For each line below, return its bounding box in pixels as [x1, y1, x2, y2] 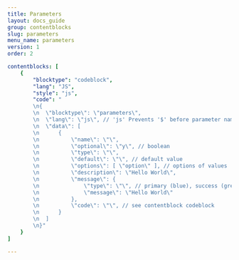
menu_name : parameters [7, 37, 75, 44]
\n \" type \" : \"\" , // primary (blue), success [33, 182, 218, 189]
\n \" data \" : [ [33, 123, 81, 130]
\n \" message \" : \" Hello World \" [33, 189, 174, 196]
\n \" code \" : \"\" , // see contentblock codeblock [33, 202, 215, 209]
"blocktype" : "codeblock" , [33, 76, 113, 83]
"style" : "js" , [33, 90, 78, 97]
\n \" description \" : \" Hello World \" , [33, 169, 176, 176]
